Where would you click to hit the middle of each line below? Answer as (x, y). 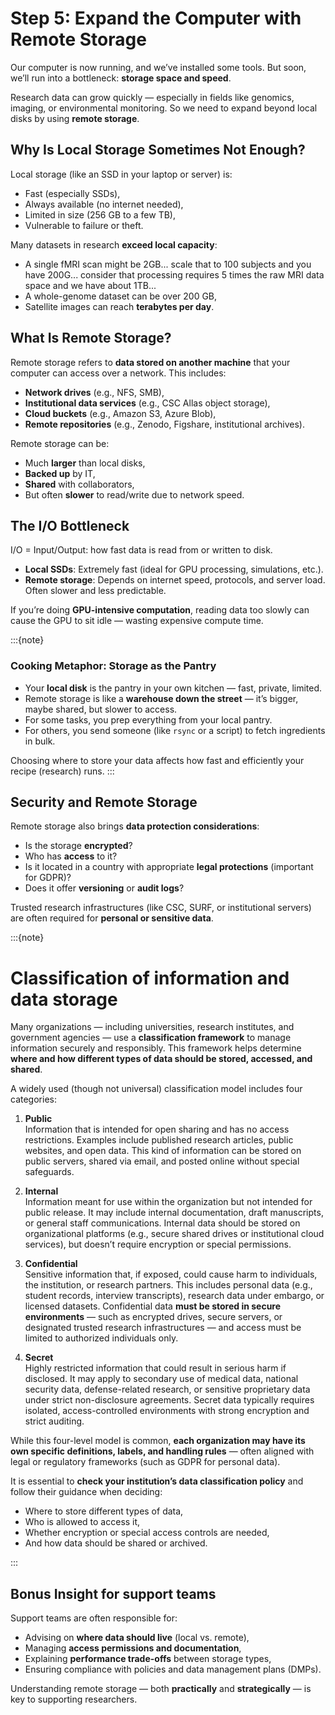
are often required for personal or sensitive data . (112, 918)
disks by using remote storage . (75, 118)
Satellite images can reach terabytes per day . (119, 306)
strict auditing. (54, 1421)
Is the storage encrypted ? (78, 846)
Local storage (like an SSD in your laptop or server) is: (121, 174)
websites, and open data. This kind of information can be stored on (163, 1151)
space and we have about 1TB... (90, 285)
